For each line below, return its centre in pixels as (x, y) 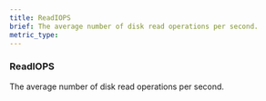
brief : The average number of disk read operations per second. (134, 26)
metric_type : (34, 35)
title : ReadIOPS (40, 18)
